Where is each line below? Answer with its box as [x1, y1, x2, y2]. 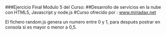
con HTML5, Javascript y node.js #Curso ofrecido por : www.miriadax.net [5, 9, 157, 15]
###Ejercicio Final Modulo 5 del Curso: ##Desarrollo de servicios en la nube [5, 4, 162, 10]
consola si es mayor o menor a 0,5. [5, 24, 77, 30]
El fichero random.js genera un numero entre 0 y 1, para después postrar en [5, 19, 161, 25]
